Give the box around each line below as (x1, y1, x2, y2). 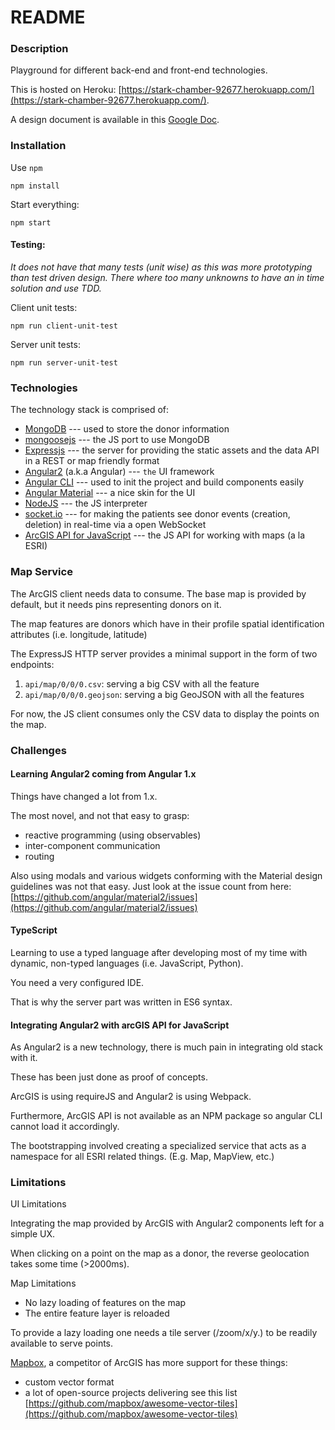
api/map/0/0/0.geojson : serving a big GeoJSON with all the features (24, 688, 305, 700)
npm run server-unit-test (10, 357, 118, 368)
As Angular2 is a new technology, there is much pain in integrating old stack (10, 1041, 324, 1053)
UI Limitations (10, 1198, 67, 1210)
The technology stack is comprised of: (10, 404, 170, 416)
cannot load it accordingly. (10, 1121, 120, 1133)
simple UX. (10, 1228, 56, 1240)
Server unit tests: (10, 338, 81, 350)
